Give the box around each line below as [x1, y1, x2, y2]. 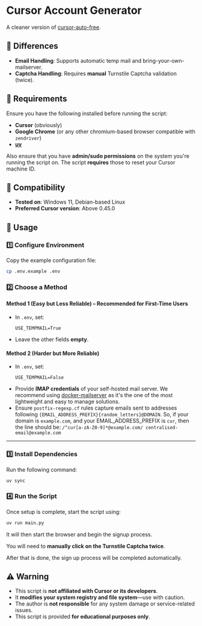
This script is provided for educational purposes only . [14, 613, 150, 621]
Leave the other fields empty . [14, 336, 89, 343]
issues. [14, 607, 33, 614]
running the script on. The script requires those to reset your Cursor [6, 158, 176, 166]
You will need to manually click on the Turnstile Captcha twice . [6, 542, 165, 549]
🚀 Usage [6, 222, 38, 233]
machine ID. [6, 165, 36, 172]
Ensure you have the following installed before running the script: [6, 110, 168, 117]
